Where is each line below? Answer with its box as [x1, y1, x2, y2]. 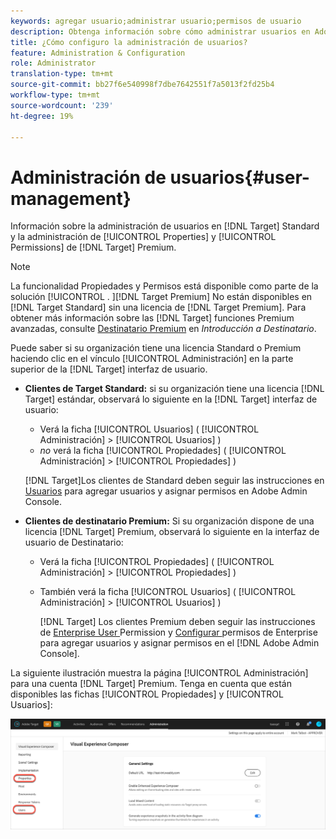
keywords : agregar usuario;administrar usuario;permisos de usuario [10, 16, 302, 26]
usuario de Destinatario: [24, 536, 124, 549]
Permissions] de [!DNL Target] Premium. [10, 241, 177, 254]
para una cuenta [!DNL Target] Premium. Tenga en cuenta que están [10, 678, 292, 690]
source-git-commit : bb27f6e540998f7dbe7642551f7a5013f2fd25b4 [10, 80, 275, 90]
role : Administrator [10, 58, 97, 69]
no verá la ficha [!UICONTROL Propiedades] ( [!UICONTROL [39, 445, 287, 457]
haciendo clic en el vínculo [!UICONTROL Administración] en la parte [10, 353, 294, 365]
